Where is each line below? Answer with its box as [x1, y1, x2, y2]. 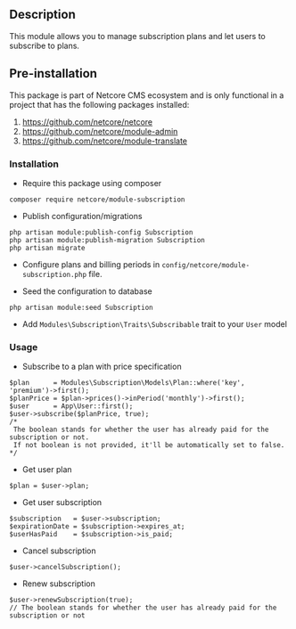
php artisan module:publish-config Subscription [9, 227, 193, 237]
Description [9, 7, 76, 22]
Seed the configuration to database [21, 285, 153, 297]
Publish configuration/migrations [21, 210, 143, 221]
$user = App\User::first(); [9, 402, 134, 411]
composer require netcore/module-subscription [9, 195, 185, 204]
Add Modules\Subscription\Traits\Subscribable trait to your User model [21, 318, 288, 329]
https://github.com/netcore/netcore [21, 116, 153, 127]
